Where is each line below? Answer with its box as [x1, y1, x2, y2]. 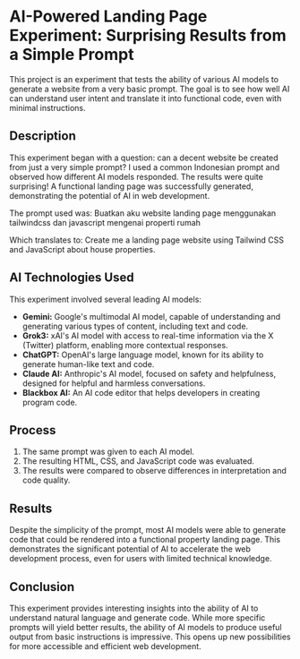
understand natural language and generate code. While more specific [9, 612, 266, 623]
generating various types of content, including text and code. [21, 321, 249, 331]
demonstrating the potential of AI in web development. [9, 190, 210, 201]
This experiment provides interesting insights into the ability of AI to [9, 603, 259, 613]
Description [9, 128, 76, 144]
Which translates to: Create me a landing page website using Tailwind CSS [9, 235, 285, 245]
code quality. [21, 475, 71, 485]
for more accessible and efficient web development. [9, 641, 201, 651]
